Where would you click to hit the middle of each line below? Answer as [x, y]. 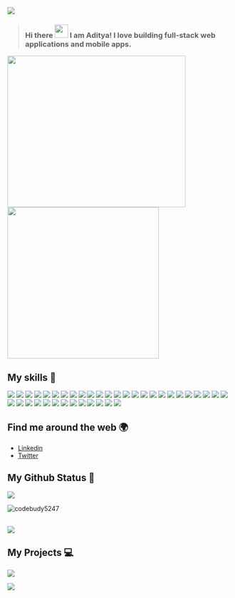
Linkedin [30, 448]
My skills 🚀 [32, 377]
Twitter [28, 455]
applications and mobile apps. [78, 44]
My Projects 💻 [41, 553]
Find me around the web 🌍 [68, 427]
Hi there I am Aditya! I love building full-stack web [120, 35]
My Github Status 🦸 [51, 478]
